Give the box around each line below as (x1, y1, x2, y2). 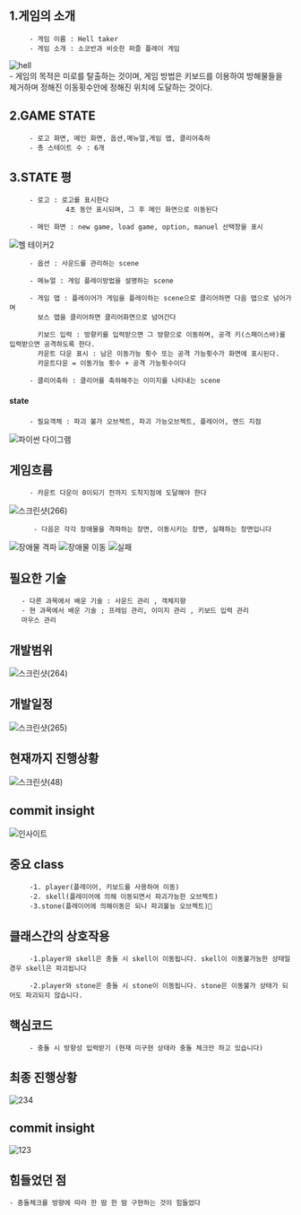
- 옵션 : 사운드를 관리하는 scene (29, 259, 140, 268)
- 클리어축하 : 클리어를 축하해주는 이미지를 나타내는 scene (29, 376, 221, 386)
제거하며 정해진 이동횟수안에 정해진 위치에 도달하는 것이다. (9, 82, 213, 92)
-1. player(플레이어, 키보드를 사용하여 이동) (29, 883, 180, 892)
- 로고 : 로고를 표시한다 (29, 196, 109, 205)
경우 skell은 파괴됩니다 (9, 964, 87, 974)
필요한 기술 (9, 571, 67, 586)
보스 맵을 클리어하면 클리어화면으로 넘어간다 (37, 313, 176, 322)
